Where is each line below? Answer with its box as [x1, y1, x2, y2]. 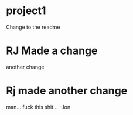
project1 [6, 4, 46, 18]
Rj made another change [6, 84, 128, 97]
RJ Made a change [6, 44, 98, 58]
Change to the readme [6, 23, 60, 31]
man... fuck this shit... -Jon [6, 103, 71, 110]
